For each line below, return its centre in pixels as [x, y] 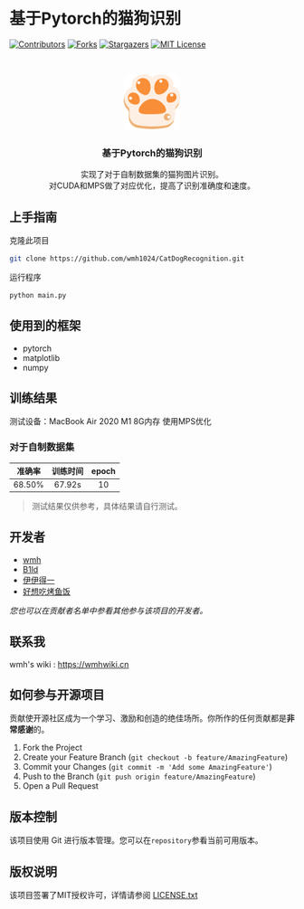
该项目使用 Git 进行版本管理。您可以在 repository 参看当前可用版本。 [136, 840]
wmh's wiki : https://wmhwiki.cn [69, 664]
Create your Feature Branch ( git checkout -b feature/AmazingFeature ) [155, 757]
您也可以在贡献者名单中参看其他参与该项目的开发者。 [109, 611]
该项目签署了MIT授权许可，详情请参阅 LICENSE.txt [104, 895]
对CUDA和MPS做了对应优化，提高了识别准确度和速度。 [152, 185]
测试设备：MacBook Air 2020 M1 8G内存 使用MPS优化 [110, 421]
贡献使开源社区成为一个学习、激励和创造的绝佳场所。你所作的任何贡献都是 [148, 718]
